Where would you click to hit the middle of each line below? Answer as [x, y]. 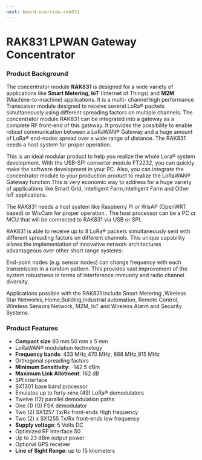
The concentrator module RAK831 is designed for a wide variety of [90, 87]
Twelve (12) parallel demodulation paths [65, 399]
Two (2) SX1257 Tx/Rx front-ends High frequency [77, 412]
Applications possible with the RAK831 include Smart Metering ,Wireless [96, 294]
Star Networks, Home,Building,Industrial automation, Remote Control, [93, 300]
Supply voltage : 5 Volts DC [49, 425]
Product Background [37, 73]
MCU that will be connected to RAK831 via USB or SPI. [74, 220]
